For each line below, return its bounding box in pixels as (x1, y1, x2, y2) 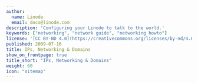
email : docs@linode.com (11, 19, 70, 25)
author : (6, 8, 25, 15)
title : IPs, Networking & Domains (6, 47, 91, 53)
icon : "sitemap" (6, 68, 46, 74)
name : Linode (11, 14, 44, 20)
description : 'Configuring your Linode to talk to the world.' (6, 25, 165, 31)
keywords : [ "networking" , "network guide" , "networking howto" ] (6, 30, 167, 36)
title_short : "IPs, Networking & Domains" (6, 57, 112, 63)
